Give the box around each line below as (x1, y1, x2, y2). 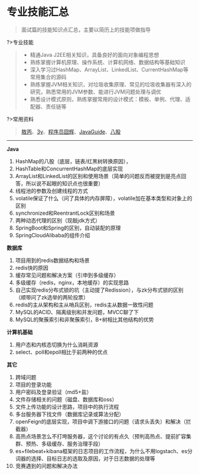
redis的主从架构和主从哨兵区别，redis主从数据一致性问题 (15, 301, 154, 308)
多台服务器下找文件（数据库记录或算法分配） (15, 411, 125, 418)
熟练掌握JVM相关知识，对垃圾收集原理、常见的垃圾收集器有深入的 (30, 80, 191, 88)
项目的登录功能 (15, 381, 52, 388)
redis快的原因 (15, 264, 49, 271)
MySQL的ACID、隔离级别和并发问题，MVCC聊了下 (15, 308, 139, 315)
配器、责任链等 (30, 103, 67, 110)
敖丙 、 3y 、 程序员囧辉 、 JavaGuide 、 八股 (21, 128, 121, 135)
